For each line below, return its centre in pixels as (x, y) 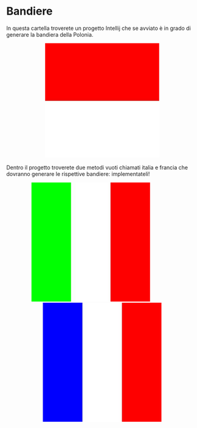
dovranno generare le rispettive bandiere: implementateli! (78, 174)
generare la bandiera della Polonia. (50, 34)
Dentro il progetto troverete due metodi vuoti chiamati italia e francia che (97, 167)
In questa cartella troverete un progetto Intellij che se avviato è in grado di (99, 28)
